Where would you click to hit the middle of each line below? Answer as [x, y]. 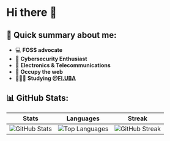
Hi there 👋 [31, 13]
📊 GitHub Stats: [38, 98]
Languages [83, 118]
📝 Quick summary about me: [61, 35]
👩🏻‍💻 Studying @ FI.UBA [46, 78]
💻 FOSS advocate [39, 50]
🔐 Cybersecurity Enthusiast [51, 59]
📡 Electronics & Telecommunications [63, 65]
